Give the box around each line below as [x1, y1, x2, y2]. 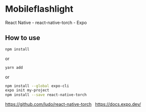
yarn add [5, 65, 23, 70]
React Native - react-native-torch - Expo [5, 20, 87, 25]
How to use [5, 34, 40, 42]
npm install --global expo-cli [5, 83, 69, 89]
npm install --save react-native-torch [5, 92, 87, 97]
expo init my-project [5, 88, 50, 93]
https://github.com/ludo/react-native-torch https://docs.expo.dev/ [5, 101, 141, 107]
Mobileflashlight [5, 3, 74, 15]
